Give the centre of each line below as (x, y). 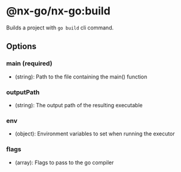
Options (22, 46)
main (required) (29, 64)
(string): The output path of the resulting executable (79, 105)
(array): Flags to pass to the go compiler (64, 162)
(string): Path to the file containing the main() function (81, 77)
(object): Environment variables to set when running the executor (95, 134)
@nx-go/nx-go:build (58, 11)
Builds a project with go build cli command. (60, 28)
